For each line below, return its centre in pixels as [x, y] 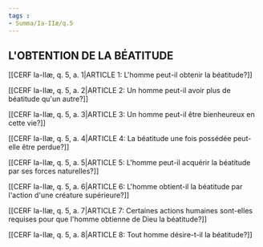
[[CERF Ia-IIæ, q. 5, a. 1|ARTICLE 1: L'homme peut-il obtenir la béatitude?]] [130, 75]
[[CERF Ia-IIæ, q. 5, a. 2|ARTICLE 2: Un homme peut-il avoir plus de [119, 91]
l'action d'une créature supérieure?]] [69, 195]
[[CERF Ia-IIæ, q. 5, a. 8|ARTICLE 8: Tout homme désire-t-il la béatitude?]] [130, 235]
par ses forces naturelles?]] [54, 171]
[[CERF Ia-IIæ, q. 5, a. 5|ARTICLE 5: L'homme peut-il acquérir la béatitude [129, 163]
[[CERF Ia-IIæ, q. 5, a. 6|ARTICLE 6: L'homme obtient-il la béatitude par [125, 187]
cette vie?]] [27, 123]
